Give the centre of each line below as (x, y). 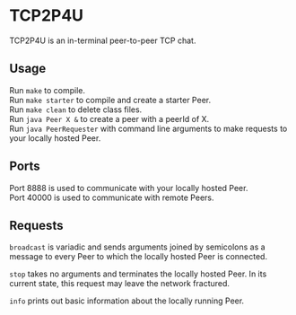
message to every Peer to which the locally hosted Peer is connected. (138, 257)
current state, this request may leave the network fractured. (120, 284)
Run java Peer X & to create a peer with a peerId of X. (109, 118)
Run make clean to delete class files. (76, 109)
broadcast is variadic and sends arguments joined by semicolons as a (138, 247)
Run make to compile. (48, 90)
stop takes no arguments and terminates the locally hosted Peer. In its (138, 274)
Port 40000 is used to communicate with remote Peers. (112, 197)
